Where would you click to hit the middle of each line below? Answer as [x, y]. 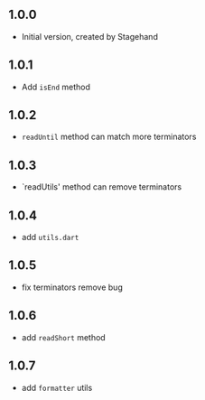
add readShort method [63, 337]
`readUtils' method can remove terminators [102, 187]
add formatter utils [57, 387]
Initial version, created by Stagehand [90, 36]
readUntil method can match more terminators [109, 137]
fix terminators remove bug [72, 287]
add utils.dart [50, 237]
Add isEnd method [56, 87]
